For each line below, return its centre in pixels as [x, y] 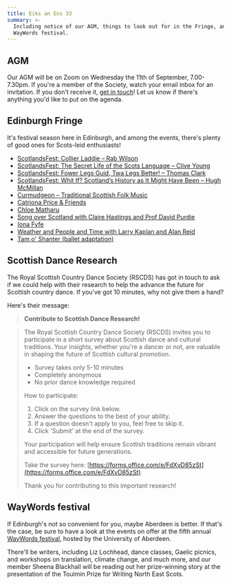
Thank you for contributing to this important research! [100, 485]
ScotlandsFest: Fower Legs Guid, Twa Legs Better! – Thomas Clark [111, 172]
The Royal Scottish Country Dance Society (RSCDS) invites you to [117, 332]
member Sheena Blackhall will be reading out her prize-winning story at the [114, 566]
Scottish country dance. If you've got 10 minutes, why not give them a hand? [115, 292]
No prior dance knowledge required [85, 382]
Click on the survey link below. [77, 408]
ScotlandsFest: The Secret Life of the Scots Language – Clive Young [114, 166]
